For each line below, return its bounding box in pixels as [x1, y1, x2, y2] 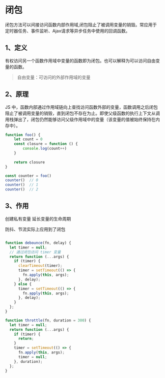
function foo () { [5, 132, 41, 137]
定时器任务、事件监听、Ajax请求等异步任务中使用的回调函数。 [5, 28, 130, 33]
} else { [14, 282, 32, 286]
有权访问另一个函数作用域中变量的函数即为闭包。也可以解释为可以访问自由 [5, 58, 156, 63]
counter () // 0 [5, 178, 38, 183]
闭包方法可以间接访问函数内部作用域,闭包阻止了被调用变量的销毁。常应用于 [5, 22, 157, 28]
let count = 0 [14, 137, 43, 142]
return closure [14, 159, 45, 165]
